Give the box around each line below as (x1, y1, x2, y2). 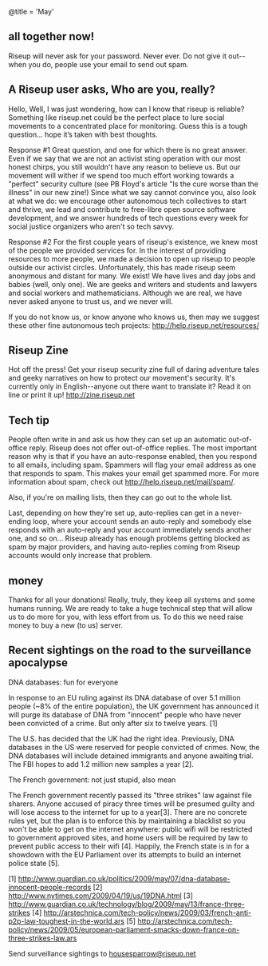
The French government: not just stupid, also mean (8, 775, 176, 784)
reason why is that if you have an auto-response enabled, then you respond (8, 452, 258, 461)
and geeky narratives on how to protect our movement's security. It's (8, 373, 235, 383)
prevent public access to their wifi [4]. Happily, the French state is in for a (8, 841, 250, 851)
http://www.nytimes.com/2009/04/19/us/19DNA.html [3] (8, 891, 194, 900)
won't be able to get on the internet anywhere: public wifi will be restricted (8, 824, 253, 834)
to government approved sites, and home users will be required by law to (8, 832, 249, 842)
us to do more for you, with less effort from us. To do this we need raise (8, 612, 244, 622)
